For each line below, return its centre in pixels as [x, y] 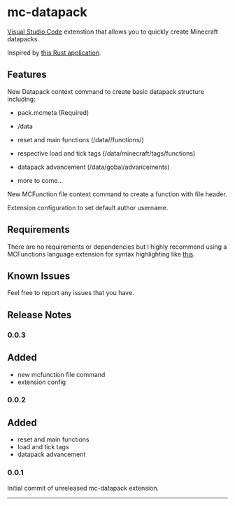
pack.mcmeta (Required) [53, 112]
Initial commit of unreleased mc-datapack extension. [83, 488]
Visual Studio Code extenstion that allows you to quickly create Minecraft [113, 32]
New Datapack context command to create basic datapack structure [106, 91]
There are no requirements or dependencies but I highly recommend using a [117, 247]
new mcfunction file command [61, 374]
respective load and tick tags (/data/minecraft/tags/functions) [106, 153]
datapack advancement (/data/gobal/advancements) [93, 167]
